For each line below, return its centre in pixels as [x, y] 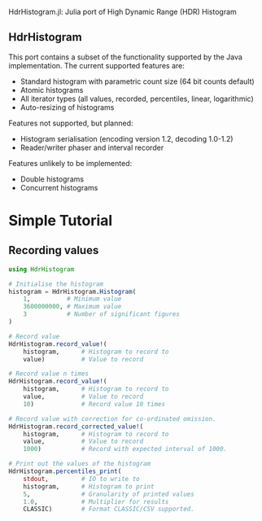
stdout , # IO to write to [81, 479]
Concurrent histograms [59, 187]
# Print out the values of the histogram [80, 464]
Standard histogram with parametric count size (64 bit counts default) [137, 81]
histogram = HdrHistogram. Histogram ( [72, 291]
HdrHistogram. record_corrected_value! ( [76, 427]
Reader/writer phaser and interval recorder [92, 147]
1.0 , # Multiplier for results [96, 501]
